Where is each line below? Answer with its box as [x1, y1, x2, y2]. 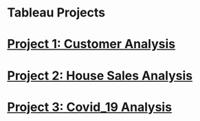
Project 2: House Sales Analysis [7, 67, 193, 83]
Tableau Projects [7, 5, 105, 21]
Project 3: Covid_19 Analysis [7, 99, 173, 115]
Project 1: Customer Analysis [7, 36, 176, 52]
